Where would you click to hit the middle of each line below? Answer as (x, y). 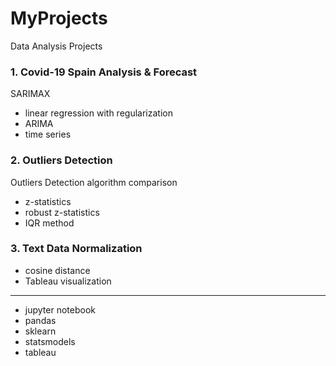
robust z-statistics (62, 212)
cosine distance (57, 270)
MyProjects (59, 18)
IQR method (49, 223)
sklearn (40, 331)
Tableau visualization (68, 281)
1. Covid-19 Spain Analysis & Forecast (104, 72)
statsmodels (50, 341)
